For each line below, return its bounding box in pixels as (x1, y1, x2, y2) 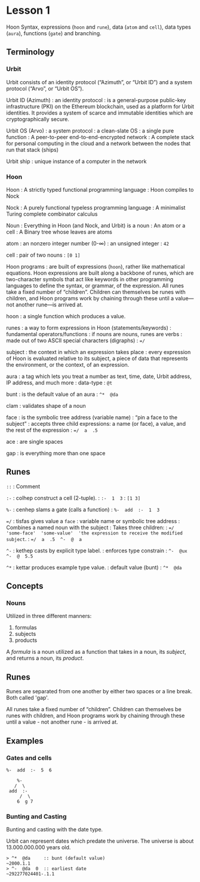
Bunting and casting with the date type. (6, 826, 103, 833)
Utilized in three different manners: (6, 613, 92, 620)
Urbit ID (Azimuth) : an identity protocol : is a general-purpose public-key (6, 96, 186, 103)
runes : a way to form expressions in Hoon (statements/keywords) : (6, 324, 172, 331)
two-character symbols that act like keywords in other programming (6, 275, 174, 282)
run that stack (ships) (6, 146, 59, 153)
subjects (14, 631, 36, 638)
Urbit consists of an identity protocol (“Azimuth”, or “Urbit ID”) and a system (6, 78, 192, 85)
